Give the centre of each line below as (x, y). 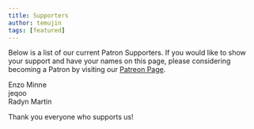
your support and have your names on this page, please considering (119, 61)
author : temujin (35, 23)
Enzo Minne (28, 85)
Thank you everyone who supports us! (71, 117)
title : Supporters (38, 15)
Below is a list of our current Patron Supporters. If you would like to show (127, 53)
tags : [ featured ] (37, 30)
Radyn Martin (30, 102)
